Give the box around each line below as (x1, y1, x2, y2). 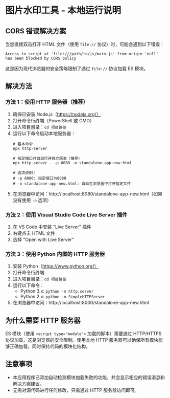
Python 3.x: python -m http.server (20, 288, 94, 294)
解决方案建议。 (12, 381, 44, 387)
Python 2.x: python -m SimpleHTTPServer (20, 294, 106, 300)
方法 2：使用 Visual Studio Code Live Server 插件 (5, 211, 128, 218)
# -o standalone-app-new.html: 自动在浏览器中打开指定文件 (12, 181, 131, 186)
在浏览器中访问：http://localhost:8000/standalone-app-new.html (12, 300, 149, 306)
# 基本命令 (12, 141, 33, 146)
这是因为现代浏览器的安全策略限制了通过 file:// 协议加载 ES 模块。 (5, 65, 149, 72)
